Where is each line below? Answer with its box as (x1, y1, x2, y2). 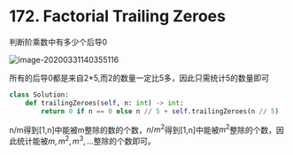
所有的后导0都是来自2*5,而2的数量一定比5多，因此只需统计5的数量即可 (9, 73, 270, 83)
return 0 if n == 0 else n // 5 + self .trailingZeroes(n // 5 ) (41, 106, 280, 116)
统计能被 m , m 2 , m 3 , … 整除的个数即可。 (16, 135, 157, 146)
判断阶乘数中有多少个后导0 (9, 36, 108, 47)
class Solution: (9, 90, 69, 99)
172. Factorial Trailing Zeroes (9, 6, 226, 27)
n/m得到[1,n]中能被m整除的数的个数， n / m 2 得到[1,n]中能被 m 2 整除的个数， (9, 122, 277, 135)
